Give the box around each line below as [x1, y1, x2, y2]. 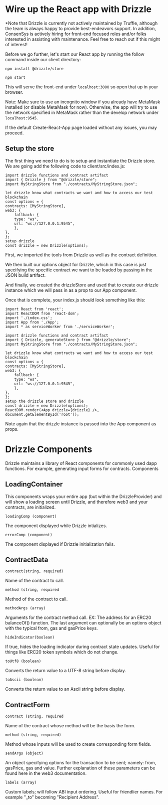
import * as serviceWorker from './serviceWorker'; [5, 324, 115, 329]
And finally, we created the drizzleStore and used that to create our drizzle [5, 282, 159, 288]
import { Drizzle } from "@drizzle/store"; [5, 177, 97, 182]
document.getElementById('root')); [5, 412, 79, 417]
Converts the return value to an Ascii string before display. [5, 686, 125, 692]
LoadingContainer [5, 480, 63, 489]
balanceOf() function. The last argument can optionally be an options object [5, 620, 161, 626]
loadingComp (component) [5, 514, 57, 519]
